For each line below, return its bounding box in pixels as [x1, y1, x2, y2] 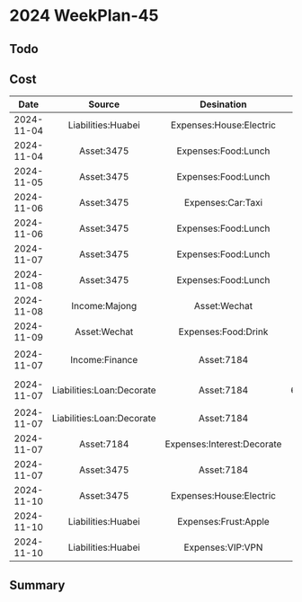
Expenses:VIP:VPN [183, 541, 263, 553]
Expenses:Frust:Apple [176, 516, 270, 528]
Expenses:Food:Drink [178, 325, 269, 338]
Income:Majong [71, 300, 138, 313]
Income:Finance [70, 354, 138, 367]
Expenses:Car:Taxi [183, 197, 263, 209]
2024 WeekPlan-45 [9, 5, 159, 26]
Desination [199, 98, 247, 111]
